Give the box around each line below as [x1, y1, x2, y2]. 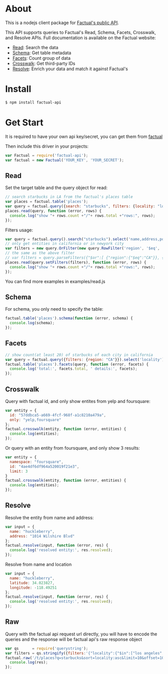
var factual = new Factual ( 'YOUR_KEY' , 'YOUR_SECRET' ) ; [5, 158, 124, 163]
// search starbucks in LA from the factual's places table [5, 194, 133, 200]
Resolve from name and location [5, 562, 72, 567]
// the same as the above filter [5, 250, 75, 256]
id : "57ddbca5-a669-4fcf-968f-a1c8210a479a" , [9, 413, 106, 418]
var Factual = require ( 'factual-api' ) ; [5, 153, 88, 158]
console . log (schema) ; [9, 321, 55, 326]
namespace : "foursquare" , [9, 459, 64, 464]
